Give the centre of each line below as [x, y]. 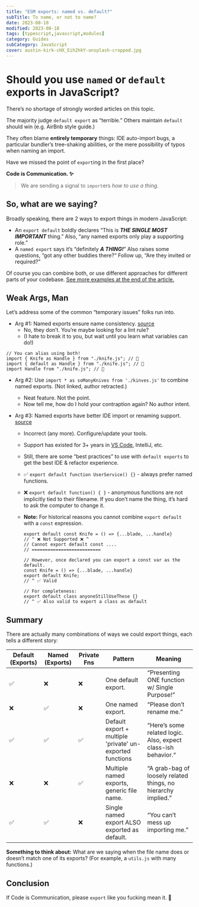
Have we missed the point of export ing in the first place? [75, 162]
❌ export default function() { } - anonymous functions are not [103, 493]
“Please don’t [166, 705]
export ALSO [123, 823]
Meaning [169, 659]
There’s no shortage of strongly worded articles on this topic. [81, 109]
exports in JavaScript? [63, 92]
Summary [25, 620]
